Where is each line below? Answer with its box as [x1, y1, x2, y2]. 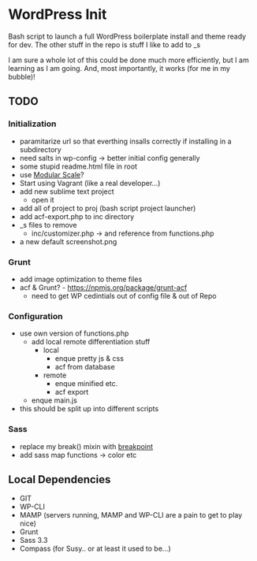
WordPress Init [8, 6, 107, 24]
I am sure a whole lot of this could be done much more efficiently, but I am [8, 55, 250, 65]
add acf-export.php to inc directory [19, 211, 135, 221]
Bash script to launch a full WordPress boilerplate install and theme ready [8, 32, 247, 41]
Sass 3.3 [19, 536, 48, 545]
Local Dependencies [8, 473, 111, 486]
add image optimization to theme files [19, 274, 143, 284]
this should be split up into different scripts [19, 404, 159, 414]
